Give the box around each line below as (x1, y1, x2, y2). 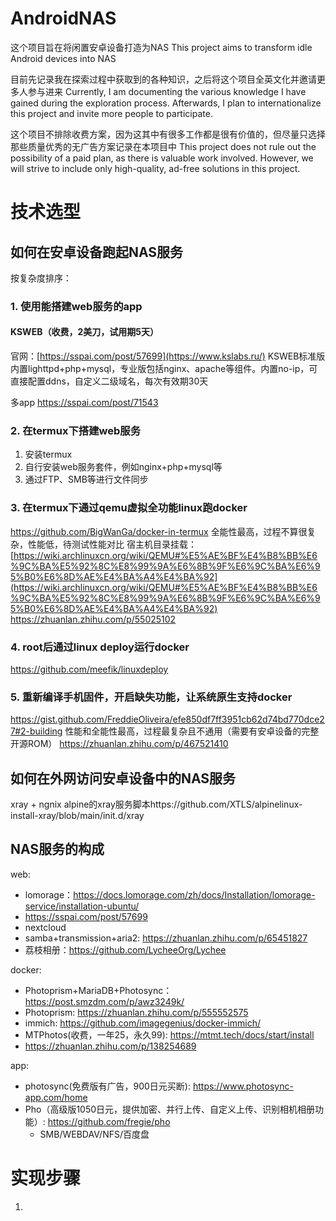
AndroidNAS (10, 7, 117, 30)
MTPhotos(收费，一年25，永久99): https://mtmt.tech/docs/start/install (24, 1028, 315, 1041)
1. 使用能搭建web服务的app (10, 299, 143, 313)
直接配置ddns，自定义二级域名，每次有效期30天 (10, 375, 209, 387)
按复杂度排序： (10, 272, 72, 284)
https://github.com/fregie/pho (47, 1115, 171, 1127)
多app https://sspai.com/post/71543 (10, 397, 159, 409)
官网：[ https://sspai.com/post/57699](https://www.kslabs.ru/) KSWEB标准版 (10, 350, 326, 362)
